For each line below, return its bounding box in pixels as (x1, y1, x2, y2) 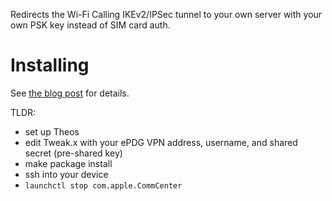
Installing (10, 54, 90, 77)
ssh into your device (24, 168, 109, 180)
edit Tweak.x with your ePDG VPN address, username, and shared (24, 136, 298, 148)
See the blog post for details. (10, 87, 130, 99)
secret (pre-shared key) (24, 147, 123, 159)
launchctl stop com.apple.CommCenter (24, 180, 183, 191)
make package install (24, 157, 113, 169)
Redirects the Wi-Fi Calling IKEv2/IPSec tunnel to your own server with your (10, 9, 323, 20)
